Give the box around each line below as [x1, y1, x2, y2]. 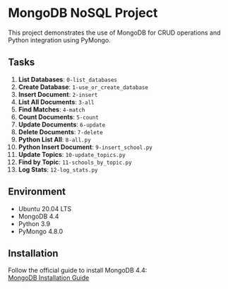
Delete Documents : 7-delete [18, 127, 103, 136]
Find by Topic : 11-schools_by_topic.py [18, 158, 133, 166]
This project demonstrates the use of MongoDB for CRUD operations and [8, 28, 221, 37]
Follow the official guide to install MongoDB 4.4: [8, 266, 148, 275]
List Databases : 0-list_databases [18, 75, 117, 83]
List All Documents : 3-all [18, 98, 95, 106]
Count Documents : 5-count [18, 112, 100, 121]
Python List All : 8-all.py [18, 135, 91, 143]
